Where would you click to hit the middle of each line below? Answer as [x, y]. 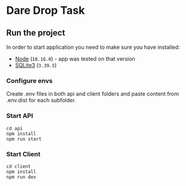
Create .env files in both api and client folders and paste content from [93, 94]
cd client [19, 166]
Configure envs [30, 81]
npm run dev [21, 177]
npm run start [24, 139]
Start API [20, 116]
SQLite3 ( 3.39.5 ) [36, 65]
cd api [14, 128]
